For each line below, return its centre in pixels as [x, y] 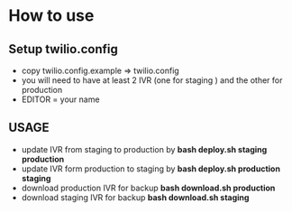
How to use [51, 16]
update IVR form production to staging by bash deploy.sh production [151, 169]
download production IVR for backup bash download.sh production [148, 188]
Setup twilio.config [63, 49]
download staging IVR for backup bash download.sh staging [135, 197]
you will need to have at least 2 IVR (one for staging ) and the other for [152, 80]
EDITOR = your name [60, 99]
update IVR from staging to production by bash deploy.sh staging [144, 149]
